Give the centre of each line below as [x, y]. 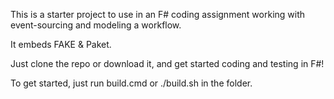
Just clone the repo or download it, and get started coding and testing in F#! [167, 63]
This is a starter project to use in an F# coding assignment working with [158, 14]
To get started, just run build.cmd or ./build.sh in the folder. [131, 83]
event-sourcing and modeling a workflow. [96, 25]
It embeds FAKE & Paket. [61, 44]
